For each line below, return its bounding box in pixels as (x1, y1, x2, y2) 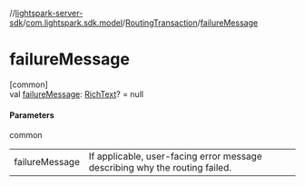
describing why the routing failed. (88, 162, 231, 174)
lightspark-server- (15, 8, 84, 18)
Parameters (9, 109, 54, 121)
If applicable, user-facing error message (88, 150, 262, 162)
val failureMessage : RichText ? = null (9, 88, 143, 99)
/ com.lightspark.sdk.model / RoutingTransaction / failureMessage (22, 17, 259, 28)
